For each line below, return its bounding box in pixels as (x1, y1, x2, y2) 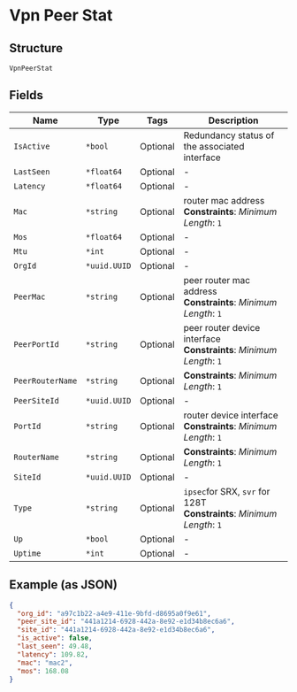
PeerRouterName (13, 375, 78, 386)
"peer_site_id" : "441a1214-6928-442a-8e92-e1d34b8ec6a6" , (17, 617, 236, 627)
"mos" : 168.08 (17, 666, 69, 675)
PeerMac (13, 291, 46, 302)
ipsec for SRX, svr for (183, 485, 270, 497)
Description (208, 114, 259, 127)
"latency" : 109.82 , (17, 650, 89, 659)
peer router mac (183, 273, 250, 286)
